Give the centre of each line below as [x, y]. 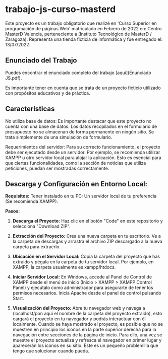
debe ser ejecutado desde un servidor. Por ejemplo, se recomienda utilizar [83, 152]
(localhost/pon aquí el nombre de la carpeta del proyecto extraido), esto [87, 314]
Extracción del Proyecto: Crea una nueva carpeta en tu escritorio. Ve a [87, 236]
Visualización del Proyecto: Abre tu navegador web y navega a [79, 308]
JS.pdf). [14, 78]
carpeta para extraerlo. [37, 247]
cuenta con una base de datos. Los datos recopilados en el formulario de [81, 126]
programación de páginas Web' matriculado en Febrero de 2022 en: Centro [83, 28]
